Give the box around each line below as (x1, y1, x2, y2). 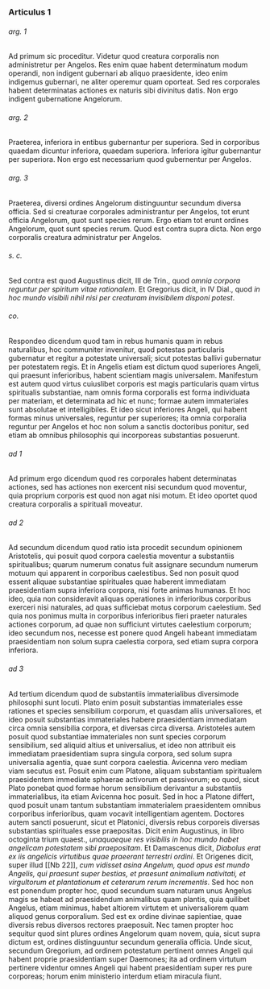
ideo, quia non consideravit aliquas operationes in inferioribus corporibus (8, 594, 251, 604)
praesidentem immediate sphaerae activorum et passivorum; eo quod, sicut (8, 774, 260, 784)
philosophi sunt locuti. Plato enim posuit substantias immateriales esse (8, 697, 243, 707)
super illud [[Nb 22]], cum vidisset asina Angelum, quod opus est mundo (8, 860, 251, 870)
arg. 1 (8, 27, 27, 36)
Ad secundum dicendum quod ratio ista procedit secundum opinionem (8, 543, 243, 552)
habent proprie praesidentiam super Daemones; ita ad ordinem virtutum (8, 954, 247, 964)
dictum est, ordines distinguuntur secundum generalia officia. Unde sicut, (8, 937, 252, 946)
